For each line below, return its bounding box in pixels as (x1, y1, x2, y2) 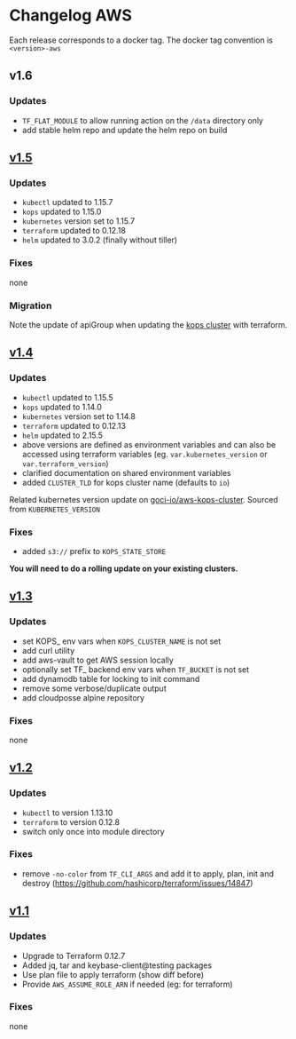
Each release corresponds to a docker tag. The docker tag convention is (9, 35, 273, 45)
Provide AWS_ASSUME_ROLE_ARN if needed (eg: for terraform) (21, 979, 233, 989)
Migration (9, 299, 52, 312)
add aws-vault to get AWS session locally (21, 654, 175, 665)
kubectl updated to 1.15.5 (21, 392, 113, 402)
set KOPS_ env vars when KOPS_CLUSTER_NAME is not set (21, 636, 222, 646)
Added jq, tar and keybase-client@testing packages (21, 960, 213, 971)
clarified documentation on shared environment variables (21, 467, 232, 478)
